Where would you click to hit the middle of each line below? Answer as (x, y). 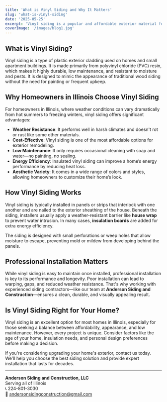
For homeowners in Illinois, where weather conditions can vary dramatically (83, 109)
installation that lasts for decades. (40, 364)
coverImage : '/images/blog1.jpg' (40, 28)
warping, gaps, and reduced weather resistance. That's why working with (81, 284)
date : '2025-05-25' (25, 19)
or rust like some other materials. (46, 134)
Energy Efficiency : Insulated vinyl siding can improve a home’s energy (84, 161)
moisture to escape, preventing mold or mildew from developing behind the (82, 241)
